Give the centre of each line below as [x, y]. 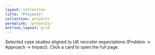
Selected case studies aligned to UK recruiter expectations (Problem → [78, 42]
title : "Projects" [24, 14]
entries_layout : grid [28, 28]
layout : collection [25, 10]
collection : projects [28, 19]
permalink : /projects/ [29, 23]
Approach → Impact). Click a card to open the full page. [62, 47]
